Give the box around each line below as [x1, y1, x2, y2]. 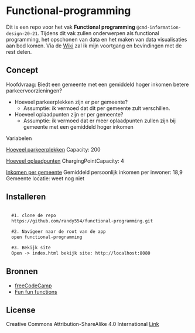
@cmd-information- [136, 25, 182, 30]
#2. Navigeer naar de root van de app [11, 229, 107, 235]
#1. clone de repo [11, 212, 57, 219]
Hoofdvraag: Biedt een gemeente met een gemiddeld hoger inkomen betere [6, 81, 189, 88]
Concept [6, 66, 39, 75]
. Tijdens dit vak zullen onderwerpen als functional [37, 29, 159, 36]
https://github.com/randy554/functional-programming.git [11, 218, 153, 224]
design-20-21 [6, 30, 38, 36]
